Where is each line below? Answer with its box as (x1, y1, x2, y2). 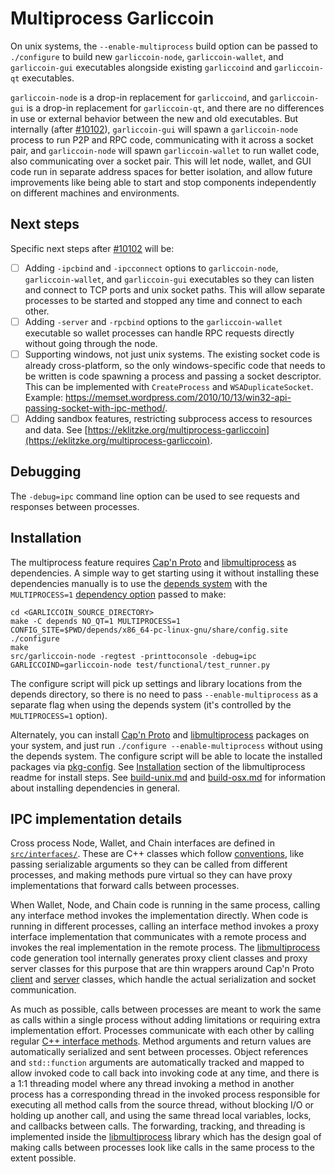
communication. (10, 984, 77, 996)
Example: (24, 391, 64, 403)
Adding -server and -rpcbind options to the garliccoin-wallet (24, 315, 283, 327)
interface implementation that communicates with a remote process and (10, 931, 307, 943)
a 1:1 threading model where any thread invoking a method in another (10, 1078, 295, 1090)
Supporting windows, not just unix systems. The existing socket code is (24, 348, 320, 360)
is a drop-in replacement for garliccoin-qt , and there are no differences (26, 102, 325, 114)
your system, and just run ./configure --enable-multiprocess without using (10, 739, 323, 751)
